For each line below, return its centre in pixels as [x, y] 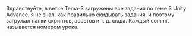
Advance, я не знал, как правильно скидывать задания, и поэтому [90, 15]
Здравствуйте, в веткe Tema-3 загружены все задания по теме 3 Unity [96, 8]
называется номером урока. [43, 27]
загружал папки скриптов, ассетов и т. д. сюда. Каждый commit [88, 21]
